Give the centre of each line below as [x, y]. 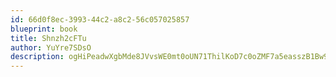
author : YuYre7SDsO [51, 47]
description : [37, 57]
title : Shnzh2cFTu [48, 38]
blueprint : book [44, 29]
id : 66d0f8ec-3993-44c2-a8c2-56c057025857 [100, 19]
